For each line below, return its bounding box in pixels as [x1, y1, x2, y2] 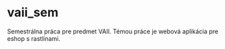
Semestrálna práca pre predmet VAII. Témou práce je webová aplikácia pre [7, 27, 219, 35]
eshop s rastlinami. [7, 34, 60, 42]
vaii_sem [7, 5, 59, 20]
